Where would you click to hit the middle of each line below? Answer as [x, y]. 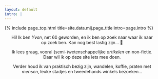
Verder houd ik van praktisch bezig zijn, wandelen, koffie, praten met [82, 66]
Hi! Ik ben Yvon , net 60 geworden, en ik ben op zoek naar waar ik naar [82, 37]
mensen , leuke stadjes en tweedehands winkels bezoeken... [82, 71]
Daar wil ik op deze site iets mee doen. [82, 57]
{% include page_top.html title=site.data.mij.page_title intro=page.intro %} [79, 28]
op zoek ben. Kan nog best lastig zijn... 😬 [82, 42]
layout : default [21, 9]
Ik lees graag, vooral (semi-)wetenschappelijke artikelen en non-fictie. [82, 52]
